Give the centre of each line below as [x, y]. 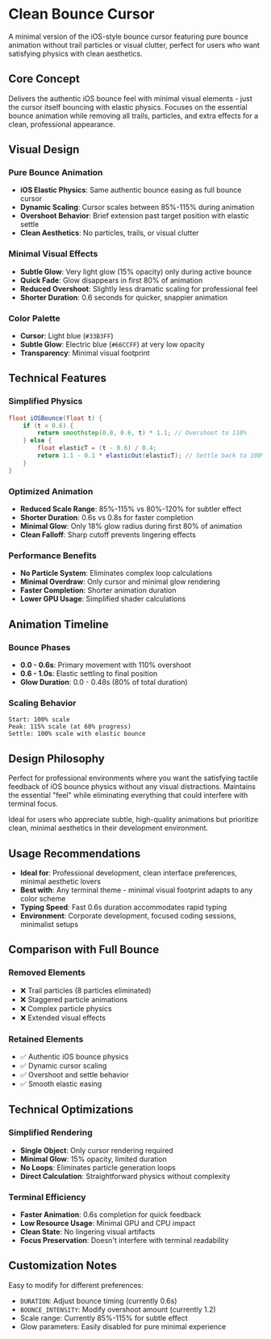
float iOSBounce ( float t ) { [56, 418]
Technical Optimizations [71, 1110]
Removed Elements [47, 972]
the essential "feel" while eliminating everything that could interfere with [128, 795]
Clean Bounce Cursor [81, 14]
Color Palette [34, 318]
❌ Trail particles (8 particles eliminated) [85, 990]
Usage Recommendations [75, 853]
